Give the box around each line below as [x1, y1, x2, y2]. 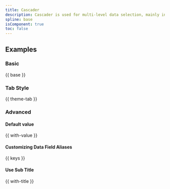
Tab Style [5, 84, 29, 91]
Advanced [5, 108, 31, 116]
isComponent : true [5, 21, 44, 27]
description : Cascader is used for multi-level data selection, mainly [5, 12, 159, 17]
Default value [5, 121, 34, 127]
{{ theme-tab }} [5, 96, 37, 102]
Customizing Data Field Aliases [5, 144, 72, 150]
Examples [5, 45, 37, 54]
